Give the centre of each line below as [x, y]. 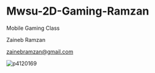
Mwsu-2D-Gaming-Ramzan [78, 11]
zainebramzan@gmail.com [40, 51]
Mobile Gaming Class [33, 28]
